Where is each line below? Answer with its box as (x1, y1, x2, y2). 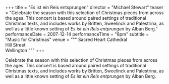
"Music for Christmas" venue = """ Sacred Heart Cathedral (5, 36, 128, 43)
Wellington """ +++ (5, 48, 45, 53)
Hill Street (5, 42, 26, 48)
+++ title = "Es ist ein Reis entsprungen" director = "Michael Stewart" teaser (5, 5, 164, 10)
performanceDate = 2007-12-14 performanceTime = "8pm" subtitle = (5, 31, 149, 37)
